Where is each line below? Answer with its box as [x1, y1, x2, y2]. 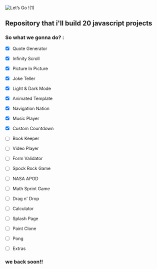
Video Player [12, 145, 39, 152]
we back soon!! [5, 258, 43, 265]
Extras [12, 245, 26, 252]
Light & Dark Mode [12, 85, 51, 91]
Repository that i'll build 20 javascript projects [5, 19, 152, 27]
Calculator [12, 205, 34, 212]
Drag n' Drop [12, 195, 39, 202]
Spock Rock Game [12, 165, 51, 172]
